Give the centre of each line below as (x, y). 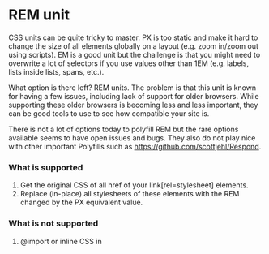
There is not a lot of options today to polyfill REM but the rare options (124, 129)
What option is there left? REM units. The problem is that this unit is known (132, 88)
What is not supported (53, 223)
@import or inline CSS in (61, 241)
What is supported (46, 167)
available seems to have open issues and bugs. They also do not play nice (132, 138)
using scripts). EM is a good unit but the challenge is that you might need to (134, 54)
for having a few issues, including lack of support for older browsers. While (134, 96)
